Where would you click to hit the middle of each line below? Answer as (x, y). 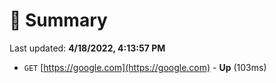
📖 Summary (58, 20)
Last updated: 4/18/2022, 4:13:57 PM (87, 48)
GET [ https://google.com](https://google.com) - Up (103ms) (145, 67)
